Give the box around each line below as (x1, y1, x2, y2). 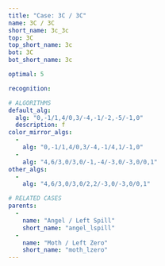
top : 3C (8, 33, 34, 42)
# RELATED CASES (8, 195, 62, 202)
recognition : (8, 84, 52, 92)
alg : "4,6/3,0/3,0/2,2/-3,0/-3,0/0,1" (22, 180, 151, 188)
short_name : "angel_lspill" (22, 224, 115, 232)
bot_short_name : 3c (8, 56, 73, 64)
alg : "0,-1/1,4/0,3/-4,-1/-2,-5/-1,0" (15, 114, 144, 121)
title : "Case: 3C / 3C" (8, 11, 87, 20)
